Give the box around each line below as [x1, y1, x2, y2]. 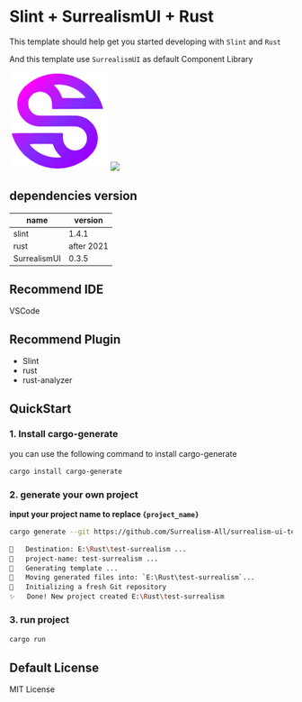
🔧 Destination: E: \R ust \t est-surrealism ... [9, 544, 187, 553]
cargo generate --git [9, 527, 91, 536]
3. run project [9, 614, 70, 626]
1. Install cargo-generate [9, 428, 119, 441]
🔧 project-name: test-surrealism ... [9, 554, 159, 563]
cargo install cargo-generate [9, 467, 123, 476]
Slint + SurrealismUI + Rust [9, 6, 214, 27]
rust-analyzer [22, 375, 73, 386]
